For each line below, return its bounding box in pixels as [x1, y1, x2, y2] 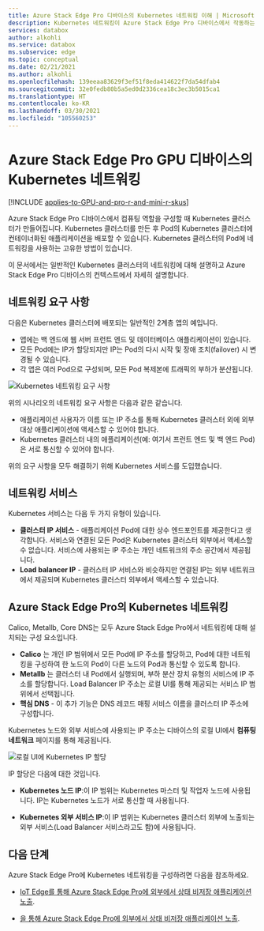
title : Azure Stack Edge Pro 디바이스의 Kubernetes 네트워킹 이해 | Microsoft [8, 11, 255, 20]
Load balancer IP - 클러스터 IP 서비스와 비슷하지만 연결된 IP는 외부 [19, 565, 229, 575]
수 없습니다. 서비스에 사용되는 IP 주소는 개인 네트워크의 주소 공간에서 [19, 545, 230, 555]
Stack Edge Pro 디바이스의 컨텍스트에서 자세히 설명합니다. [8, 269, 189, 279]
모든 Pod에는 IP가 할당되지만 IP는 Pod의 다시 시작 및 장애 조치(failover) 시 [19, 345, 248, 354]
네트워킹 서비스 [8, 487, 78, 500]
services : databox [8, 26, 69, 34]
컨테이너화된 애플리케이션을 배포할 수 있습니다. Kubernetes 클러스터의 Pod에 [8, 233, 246, 243]
